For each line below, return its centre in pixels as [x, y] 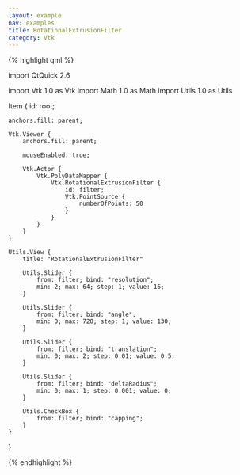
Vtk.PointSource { [95, 197]
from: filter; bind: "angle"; [86, 315]
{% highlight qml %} [41, 60]
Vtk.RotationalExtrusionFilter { [105, 183]
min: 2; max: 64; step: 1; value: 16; [101, 287]
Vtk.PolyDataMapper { [72, 176]
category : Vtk [32, 38]
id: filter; [84, 190]
